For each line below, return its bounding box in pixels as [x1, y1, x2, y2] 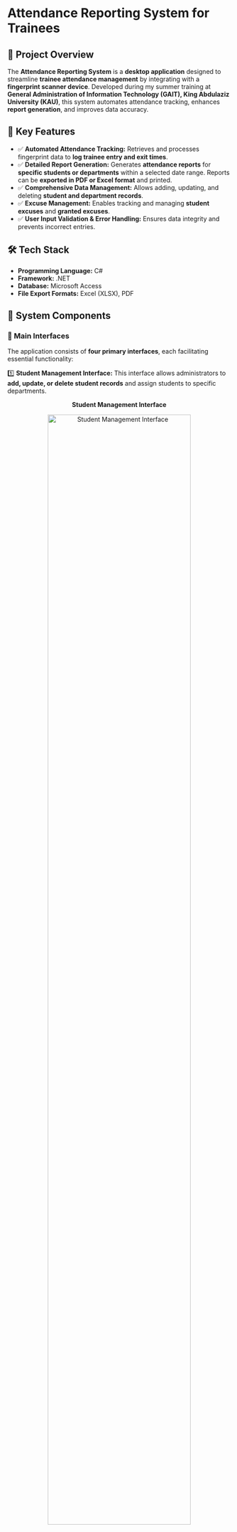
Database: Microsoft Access [17, 281, 102, 290]
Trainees [7, 20, 60, 36]
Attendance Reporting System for [7, 5, 210, 21]
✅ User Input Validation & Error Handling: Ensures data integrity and [17, 214, 220, 223]
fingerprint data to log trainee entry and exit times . [17, 152, 168, 161]
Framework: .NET [17, 274, 71, 282]
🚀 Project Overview [7, 48, 94, 60]
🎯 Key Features [7, 126, 76, 138]
